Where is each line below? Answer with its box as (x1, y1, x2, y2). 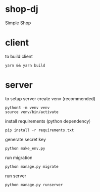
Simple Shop (5, 20, 31, 26)
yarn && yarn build (5, 63, 46, 68)
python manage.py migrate (5, 164, 58, 169)
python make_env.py (5, 146, 46, 151)
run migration (5, 154, 33, 160)
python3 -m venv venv (5, 105, 50, 110)
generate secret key (5, 136, 46, 142)
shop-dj (5, 3, 39, 15)
